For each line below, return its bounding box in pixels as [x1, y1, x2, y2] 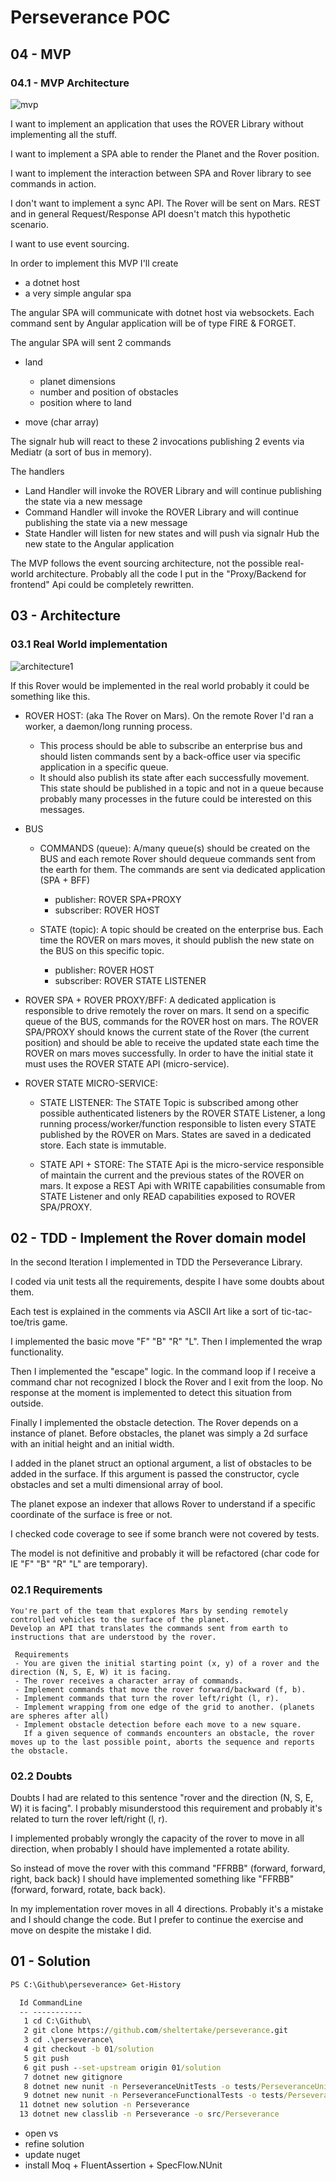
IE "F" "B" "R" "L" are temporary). [10, 1558, 148, 1570]
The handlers [10, 465, 65, 477]
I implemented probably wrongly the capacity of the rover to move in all [10, 1832, 305, 1844]
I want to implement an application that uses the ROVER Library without [10, 117, 304, 130]
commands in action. [10, 177, 97, 190]
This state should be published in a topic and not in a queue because [39, 782, 324, 794]
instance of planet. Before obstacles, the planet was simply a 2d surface [10, 1427, 308, 1440]
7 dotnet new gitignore [23, 2072, 123, 2082]
